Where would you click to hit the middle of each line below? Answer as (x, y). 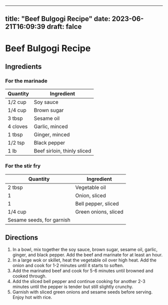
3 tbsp (15, 118)
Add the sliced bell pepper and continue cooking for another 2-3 (79, 281)
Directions (22, 237)
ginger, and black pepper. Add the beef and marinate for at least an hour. (87, 255)
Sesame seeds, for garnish (39, 219)
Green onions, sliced (99, 211)
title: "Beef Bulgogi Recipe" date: (58, 19)
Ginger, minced (52, 134)
